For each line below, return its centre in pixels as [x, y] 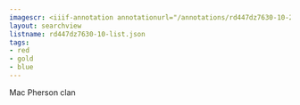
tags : [19, 42]
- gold [21, 59]
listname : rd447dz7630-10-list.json [77, 34]
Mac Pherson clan [42, 92]
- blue [21, 68]
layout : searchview [46, 26]
